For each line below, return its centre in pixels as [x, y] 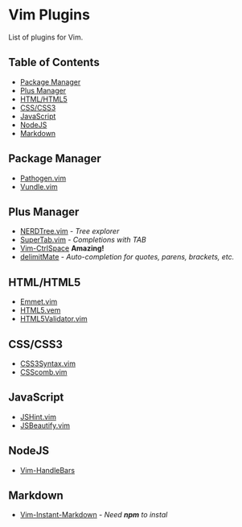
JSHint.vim [38, 417]
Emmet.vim [39, 302]
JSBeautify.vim [45, 425]
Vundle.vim [39, 186]
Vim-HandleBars [47, 470]
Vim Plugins [49, 15]
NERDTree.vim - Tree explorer [70, 231]
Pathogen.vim [43, 178]
